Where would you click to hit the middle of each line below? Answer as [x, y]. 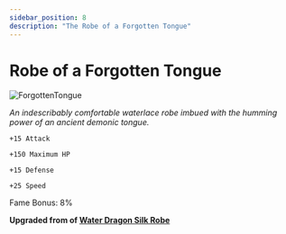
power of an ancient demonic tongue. [79, 122]
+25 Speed [28, 186]
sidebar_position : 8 [48, 18]
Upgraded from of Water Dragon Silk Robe [90, 220]
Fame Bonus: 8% [42, 202]
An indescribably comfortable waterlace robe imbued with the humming [143, 112]
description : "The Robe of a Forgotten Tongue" [101, 26]
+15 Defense [32, 171]
